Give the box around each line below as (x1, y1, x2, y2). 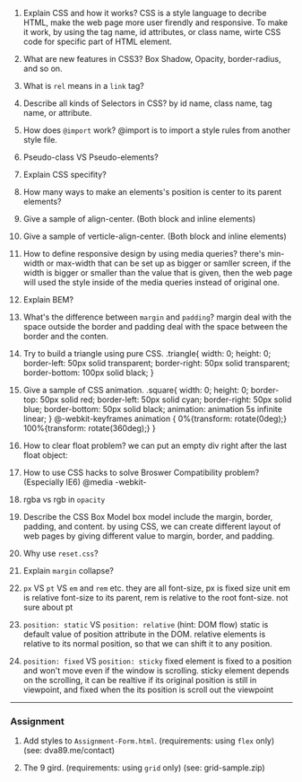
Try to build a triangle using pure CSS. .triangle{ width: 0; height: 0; (22, 348, 272, 358)
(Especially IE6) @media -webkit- (22, 477, 147, 488)
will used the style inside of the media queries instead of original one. (22, 277, 280, 287)
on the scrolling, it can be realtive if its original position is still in (22, 675, 257, 685)
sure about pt (22, 602, 73, 612)
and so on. (22, 63, 63, 74)
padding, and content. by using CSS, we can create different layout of (22, 521, 281, 532)
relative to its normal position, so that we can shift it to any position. (22, 638, 272, 649)
